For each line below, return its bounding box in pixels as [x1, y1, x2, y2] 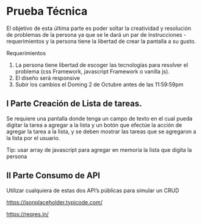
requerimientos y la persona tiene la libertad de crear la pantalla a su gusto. [6, 37, 197, 45]
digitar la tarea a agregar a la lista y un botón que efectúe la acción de [6, 121, 182, 129]
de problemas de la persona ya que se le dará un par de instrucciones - [6, 31, 187, 38]
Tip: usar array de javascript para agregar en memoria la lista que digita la [6, 146, 192, 154]
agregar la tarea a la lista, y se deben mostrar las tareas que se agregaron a [6, 127, 197, 135]
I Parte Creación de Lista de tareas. [6, 99, 142, 109]
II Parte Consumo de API [6, 170, 101, 181]
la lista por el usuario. [6, 134, 60, 141]
